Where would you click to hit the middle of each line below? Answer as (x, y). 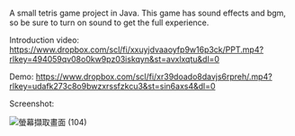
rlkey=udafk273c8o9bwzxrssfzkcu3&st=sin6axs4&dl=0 (112, 86)
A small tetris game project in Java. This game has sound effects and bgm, (147, 13)
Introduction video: (44, 40)
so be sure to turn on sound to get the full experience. (109, 23)
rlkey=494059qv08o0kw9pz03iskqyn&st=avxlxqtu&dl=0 (115, 59)
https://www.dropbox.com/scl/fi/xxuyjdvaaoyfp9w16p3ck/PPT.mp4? (136, 50)
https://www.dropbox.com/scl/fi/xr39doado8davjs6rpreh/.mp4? (154, 77)
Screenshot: (32, 104)
